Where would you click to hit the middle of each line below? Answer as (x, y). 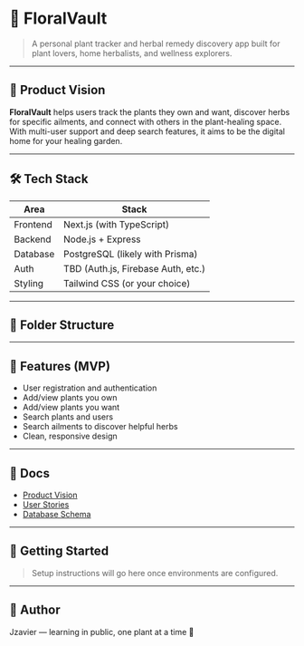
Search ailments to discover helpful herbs (100, 427)
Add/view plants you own (70, 398)
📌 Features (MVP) (60, 366)
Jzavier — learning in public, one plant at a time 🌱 (102, 632)
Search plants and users (68, 417)
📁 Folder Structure (62, 325)
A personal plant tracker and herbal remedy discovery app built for (156, 43)
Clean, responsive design (70, 436)
